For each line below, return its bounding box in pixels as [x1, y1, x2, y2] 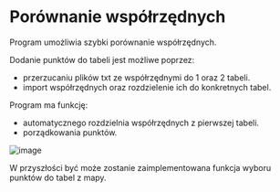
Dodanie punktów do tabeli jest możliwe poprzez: [9, 54, 195, 65]
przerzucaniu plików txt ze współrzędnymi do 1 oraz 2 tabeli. [22, 71, 251, 83]
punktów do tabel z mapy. [9, 172, 107, 183]
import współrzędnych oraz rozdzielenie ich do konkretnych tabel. [22, 81, 272, 92]
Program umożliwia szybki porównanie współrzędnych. [9, 37, 217, 48]
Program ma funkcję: [9, 99, 88, 111]
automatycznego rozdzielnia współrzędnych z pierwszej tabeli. [22, 117, 260, 128]
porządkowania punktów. [22, 126, 118, 138]
